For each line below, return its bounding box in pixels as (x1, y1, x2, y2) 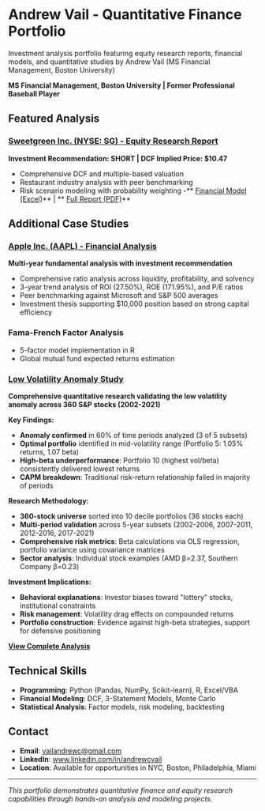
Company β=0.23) (19, 561, 80, 571)
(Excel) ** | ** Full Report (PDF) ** (19, 194, 132, 203)
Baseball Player (8, 89, 61, 98)
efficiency (19, 307, 53, 317)
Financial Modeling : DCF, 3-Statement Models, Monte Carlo (19, 693, 216, 703)
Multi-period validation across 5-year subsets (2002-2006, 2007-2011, (19, 519, 253, 529)
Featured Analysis (8, 112, 100, 126)
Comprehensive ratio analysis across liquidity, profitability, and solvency (19, 274, 255, 284)
